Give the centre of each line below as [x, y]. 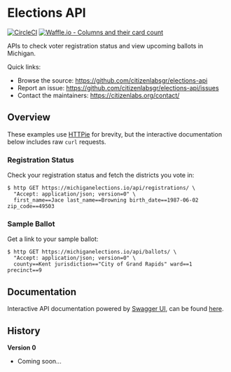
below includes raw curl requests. [57, 142]
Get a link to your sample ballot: [53, 239]
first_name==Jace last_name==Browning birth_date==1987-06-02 [106, 200]
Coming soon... [39, 361]
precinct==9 [24, 270]
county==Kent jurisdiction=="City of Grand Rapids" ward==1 [103, 264]
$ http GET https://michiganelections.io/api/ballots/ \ [92, 252]
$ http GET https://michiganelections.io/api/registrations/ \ [101, 188]
